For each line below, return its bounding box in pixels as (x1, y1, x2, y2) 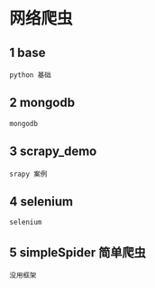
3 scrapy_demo (9, 144, 97, 159)
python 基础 (9, 71, 51, 80)
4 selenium (9, 194, 74, 209)
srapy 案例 (9, 169, 48, 178)
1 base (9, 44, 46, 60)
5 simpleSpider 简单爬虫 (9, 245, 147, 260)
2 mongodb (9, 95, 75, 110)
